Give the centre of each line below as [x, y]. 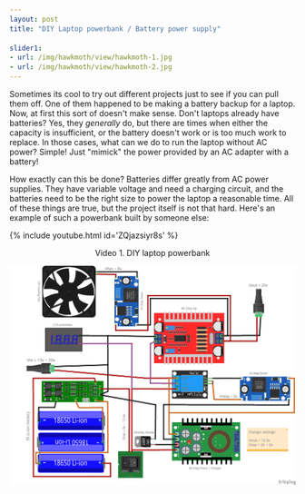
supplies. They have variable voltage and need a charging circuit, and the [147, 189]
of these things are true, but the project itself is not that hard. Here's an [143, 208]
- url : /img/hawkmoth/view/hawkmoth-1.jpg [91, 58]
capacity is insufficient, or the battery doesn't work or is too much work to [148, 133]
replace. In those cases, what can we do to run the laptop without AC [138, 142]
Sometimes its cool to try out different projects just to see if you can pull [144, 94]
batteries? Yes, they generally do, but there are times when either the [139, 123]
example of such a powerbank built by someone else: [109, 217]
